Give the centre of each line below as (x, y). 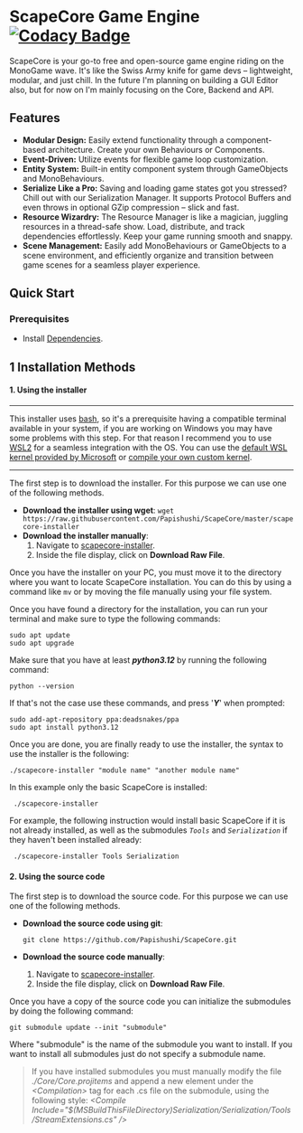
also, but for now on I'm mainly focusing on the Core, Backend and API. (142, 90)
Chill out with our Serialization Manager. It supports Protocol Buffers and (156, 197)
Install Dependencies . (63, 339)
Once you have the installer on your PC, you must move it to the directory (146, 572)
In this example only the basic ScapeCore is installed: (108, 788)
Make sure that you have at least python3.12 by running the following (138, 660)
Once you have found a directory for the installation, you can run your (139, 609)
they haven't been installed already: (76, 840)
